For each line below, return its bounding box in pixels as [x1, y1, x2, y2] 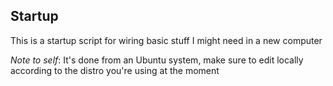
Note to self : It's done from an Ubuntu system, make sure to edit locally [10, 54, 304, 66]
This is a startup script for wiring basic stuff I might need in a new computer [10, 34, 323, 46]
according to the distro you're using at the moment [10, 64, 220, 76]
